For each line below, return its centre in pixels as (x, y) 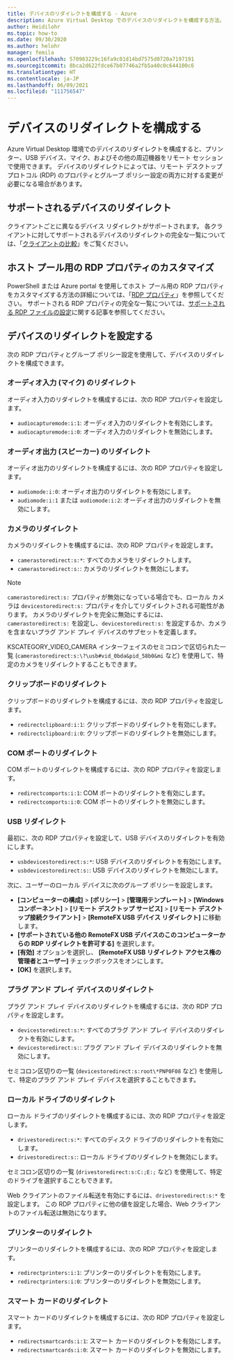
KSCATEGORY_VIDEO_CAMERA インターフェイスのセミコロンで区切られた (114, 647)
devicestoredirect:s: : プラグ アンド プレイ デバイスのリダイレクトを (116, 1047)
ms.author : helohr (34, 46)
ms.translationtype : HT (42, 72)
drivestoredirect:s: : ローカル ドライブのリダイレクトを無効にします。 (119, 1157)
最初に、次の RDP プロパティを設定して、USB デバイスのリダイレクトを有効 (116, 838)
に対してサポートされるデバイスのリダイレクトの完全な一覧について (128, 235)
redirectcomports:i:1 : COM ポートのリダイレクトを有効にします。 (113, 792)
